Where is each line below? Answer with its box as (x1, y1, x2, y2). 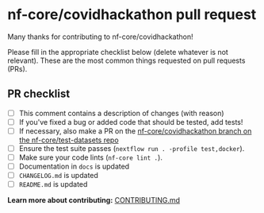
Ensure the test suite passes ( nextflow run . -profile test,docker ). (18, 143, 245, 153)
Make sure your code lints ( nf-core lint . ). (18, 153, 163, 162)
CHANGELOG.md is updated (18, 171, 98, 180)
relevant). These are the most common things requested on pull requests (7, 56, 246, 65)
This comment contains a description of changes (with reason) (18, 108, 224, 118)
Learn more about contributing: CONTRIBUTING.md (7, 196, 180, 205)
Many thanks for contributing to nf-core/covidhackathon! (7, 32, 193, 41)
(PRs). (7, 64, 28, 73)
